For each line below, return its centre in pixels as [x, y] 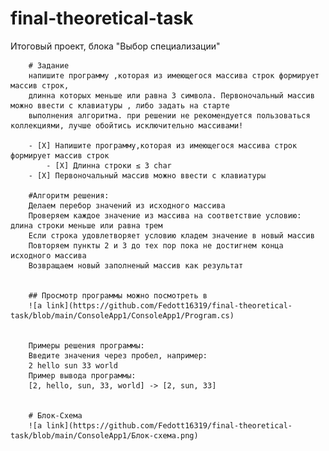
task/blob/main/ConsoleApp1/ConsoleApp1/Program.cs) [122, 315]
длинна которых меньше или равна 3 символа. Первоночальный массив [171, 95]
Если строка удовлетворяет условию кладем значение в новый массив [171, 235]
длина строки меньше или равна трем [86, 225]
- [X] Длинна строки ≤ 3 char [109, 165]
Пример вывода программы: [82, 375]
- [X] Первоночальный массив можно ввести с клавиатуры [147, 175]
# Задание [49, 65]
